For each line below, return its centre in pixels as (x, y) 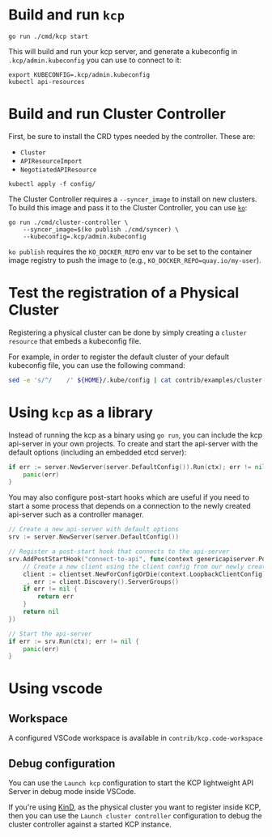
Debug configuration (62, 763)
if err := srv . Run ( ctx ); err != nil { (74, 641)
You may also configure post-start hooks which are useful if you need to (129, 497)
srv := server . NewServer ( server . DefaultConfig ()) (94, 537)
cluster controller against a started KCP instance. (90, 824)
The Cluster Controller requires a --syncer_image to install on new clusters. (133, 199)
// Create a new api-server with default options (94, 530)
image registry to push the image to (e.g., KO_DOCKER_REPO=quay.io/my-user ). (135, 260)
